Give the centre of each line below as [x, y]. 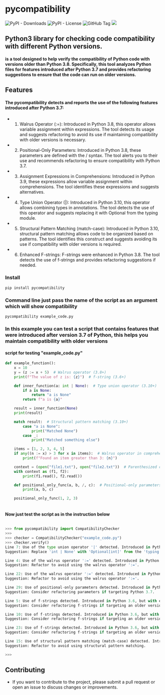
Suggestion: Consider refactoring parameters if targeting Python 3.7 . [80, 592]
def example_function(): [30, 363]
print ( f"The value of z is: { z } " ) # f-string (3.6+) [70, 377]
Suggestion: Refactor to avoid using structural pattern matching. [76, 646]
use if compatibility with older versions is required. [70, 244]
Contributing [25, 670]
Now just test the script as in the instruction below [57, 514]
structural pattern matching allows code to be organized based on [86, 233]
